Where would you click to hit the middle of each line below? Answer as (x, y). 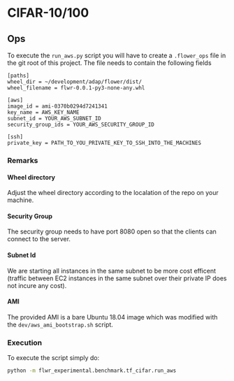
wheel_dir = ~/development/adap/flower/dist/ (74, 82)
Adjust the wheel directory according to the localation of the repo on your (113, 193)
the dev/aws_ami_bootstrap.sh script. (60, 324)
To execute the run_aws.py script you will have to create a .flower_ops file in (117, 55)
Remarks (23, 160)
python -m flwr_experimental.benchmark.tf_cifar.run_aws (92, 371)
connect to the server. (39, 239)
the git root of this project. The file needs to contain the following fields (109, 63)
